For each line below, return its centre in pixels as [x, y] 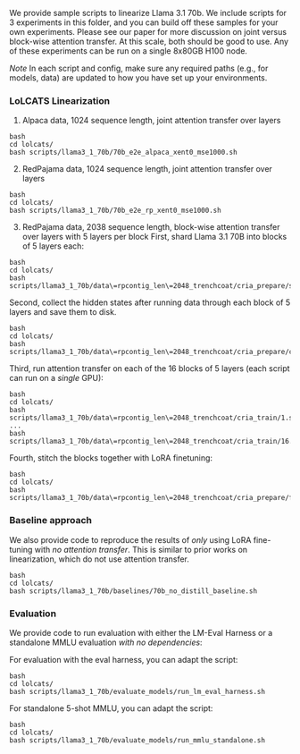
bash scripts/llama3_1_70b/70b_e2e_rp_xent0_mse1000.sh [115, 211]
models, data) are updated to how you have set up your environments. [138, 78]
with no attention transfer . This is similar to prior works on [141, 549]
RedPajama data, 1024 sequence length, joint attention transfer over [147, 169]
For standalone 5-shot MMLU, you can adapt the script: [111, 708]
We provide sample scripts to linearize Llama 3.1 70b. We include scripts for [148, 13]
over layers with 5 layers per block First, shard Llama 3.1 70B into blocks [154, 237]
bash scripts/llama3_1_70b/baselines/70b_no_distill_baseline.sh [133, 591]
